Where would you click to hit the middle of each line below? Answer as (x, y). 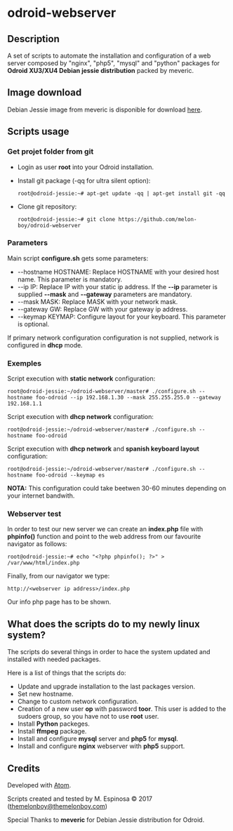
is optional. (33, 324)
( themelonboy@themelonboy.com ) (57, 806)
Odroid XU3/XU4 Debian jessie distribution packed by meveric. (101, 71)
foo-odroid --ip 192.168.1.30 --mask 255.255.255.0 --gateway (128, 398)
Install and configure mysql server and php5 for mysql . (98, 739)
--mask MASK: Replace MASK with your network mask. (98, 301)
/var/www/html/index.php (44, 563)
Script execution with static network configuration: (81, 379)
